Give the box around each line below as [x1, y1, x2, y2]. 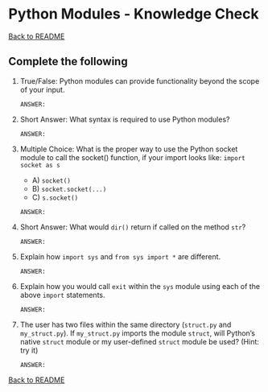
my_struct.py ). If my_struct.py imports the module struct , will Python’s [19, 328, 256, 338]
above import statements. [19, 290, 106, 299]
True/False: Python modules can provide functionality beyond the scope [19, 76, 260, 85]
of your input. [19, 85, 65, 94]
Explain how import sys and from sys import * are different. [19, 251, 221, 262]
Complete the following [8, 55, 128, 68]
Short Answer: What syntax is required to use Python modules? [19, 114, 230, 124]
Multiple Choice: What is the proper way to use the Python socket [19, 144, 238, 154]
